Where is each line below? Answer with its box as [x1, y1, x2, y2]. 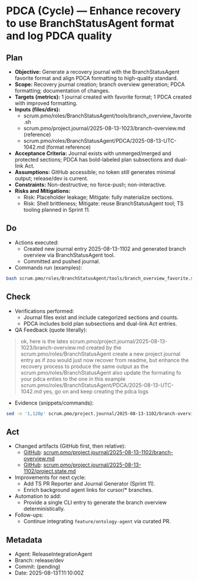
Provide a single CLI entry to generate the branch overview [23, 499, 167, 506]
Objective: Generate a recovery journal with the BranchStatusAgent [14, 68, 180, 75]
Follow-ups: [14, 511, 44, 518]
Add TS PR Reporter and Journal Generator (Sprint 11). [23, 480, 156, 487]
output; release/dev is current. [14, 175, 88, 182]
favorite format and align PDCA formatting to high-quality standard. [14, 75, 178, 81]
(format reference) [46, 143, 91, 150]
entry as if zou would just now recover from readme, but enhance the [20, 356, 189, 363]
